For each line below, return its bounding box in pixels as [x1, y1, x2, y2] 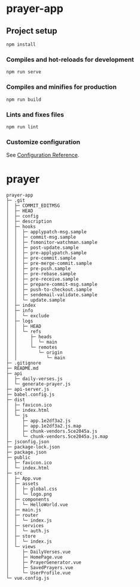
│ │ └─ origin [6, 350, 63, 356]
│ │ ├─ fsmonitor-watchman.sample [6, 239, 98, 246]
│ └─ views [6, 544, 36, 550]
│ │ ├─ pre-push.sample [6, 266, 71, 272]
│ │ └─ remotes [6, 344, 58, 351]
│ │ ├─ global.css [6, 486, 58, 492]
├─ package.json [6, 449, 47, 456]
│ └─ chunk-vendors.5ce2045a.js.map [6, 434, 109, 440]
